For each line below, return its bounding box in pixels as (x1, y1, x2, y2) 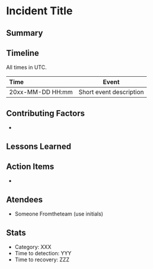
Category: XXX (14, 243, 52, 251)
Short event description (78, 88, 144, 96)
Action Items (6, 161, 55, 171)
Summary (6, 28, 43, 38)
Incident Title (6, 4, 73, 18)
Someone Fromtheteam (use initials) (14, 210, 104, 218)
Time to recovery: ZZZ (14, 256, 70, 263)
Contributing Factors (6, 108, 85, 118)
